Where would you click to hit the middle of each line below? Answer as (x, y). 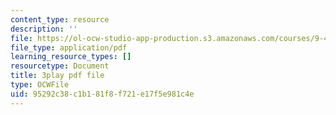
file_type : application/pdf (69, 47)
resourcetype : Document (60, 66)
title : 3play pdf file (57, 76)
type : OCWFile (40, 85)
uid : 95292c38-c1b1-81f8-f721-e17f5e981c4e (102, 94)
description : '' (44, 29)
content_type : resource (60, 19)
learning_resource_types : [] (71, 57)
